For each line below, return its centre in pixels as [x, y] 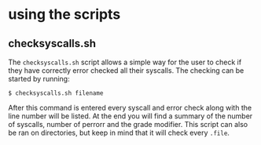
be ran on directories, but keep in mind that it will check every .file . [119, 132]
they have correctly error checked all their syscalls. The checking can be [126, 71]
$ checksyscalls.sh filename [56, 93]
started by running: [39, 79]
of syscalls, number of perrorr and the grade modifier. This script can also [128, 124]
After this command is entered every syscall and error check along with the [130, 108]
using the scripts [64, 14]
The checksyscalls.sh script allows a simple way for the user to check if [125, 62]
